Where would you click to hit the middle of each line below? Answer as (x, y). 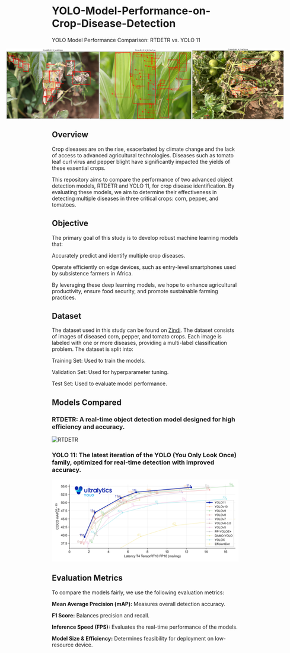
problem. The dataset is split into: (93, 349)
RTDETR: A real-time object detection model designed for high (144, 419)
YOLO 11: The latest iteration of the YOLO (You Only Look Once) (144, 455)
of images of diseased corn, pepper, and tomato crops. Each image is (137, 337)
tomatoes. (64, 205)
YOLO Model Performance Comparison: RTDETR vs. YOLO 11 (126, 40)
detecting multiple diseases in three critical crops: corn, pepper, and (135, 198)
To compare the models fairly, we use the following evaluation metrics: (138, 592)
